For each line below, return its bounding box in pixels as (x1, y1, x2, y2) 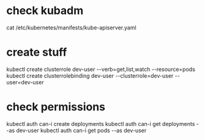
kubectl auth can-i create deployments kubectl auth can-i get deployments (6, 120, 195, 127)
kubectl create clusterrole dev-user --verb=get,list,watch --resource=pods (6, 65, 196, 73)
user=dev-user (6, 78, 44, 86)
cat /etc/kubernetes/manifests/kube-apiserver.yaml (6, 24, 136, 31)
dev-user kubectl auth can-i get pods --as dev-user (16, 127, 147, 134)
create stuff (6, 45, 67, 59)
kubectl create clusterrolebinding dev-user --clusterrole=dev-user (6, 72, 174, 79)
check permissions (6, 100, 106, 114)
